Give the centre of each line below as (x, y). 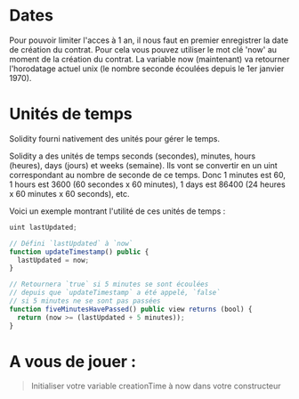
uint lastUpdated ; (43, 227)
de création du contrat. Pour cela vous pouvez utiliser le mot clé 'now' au (143, 49)
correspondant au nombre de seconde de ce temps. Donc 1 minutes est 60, (148, 175)
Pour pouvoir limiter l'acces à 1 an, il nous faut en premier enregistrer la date (149, 40)
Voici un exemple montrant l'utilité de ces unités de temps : (117, 211)
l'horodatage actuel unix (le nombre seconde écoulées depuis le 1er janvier (147, 69)
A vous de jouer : (73, 361)
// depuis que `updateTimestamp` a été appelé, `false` (115, 293)
